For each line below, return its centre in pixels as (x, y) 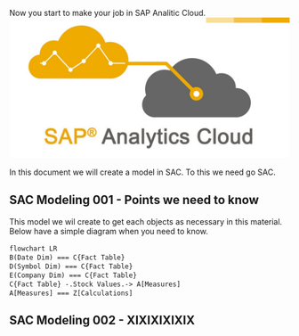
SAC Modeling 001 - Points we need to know (134, 200)
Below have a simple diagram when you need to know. (109, 231)
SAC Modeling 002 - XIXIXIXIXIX (102, 320)
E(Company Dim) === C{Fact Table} (73, 275)
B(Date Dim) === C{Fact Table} (67, 258)
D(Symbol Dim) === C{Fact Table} (71, 266)
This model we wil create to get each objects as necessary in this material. (146, 221)
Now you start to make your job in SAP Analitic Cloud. (108, 13)
